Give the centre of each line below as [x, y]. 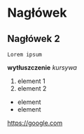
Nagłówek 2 [34, 39]
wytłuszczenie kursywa [42, 67]
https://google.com [35, 123]
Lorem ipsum [24, 54]
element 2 [32, 88]
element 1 [31, 81]
